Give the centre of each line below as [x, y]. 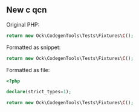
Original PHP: [23, 24]
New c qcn [27, 10]
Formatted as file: [28, 70]
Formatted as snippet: [34, 47]
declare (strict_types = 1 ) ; [39, 92]
